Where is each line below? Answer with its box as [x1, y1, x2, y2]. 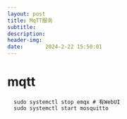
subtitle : [7, 23, 37, 30]
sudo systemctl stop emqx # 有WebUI [13, 98, 121, 106]
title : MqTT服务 [7, 17, 53, 24]
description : [7, 30, 46, 38]
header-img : [7, 37, 42, 44]
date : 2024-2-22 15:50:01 [7, 43, 102, 50]
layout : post [7, 10, 46, 18]
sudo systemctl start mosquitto [13, 104, 109, 112]
